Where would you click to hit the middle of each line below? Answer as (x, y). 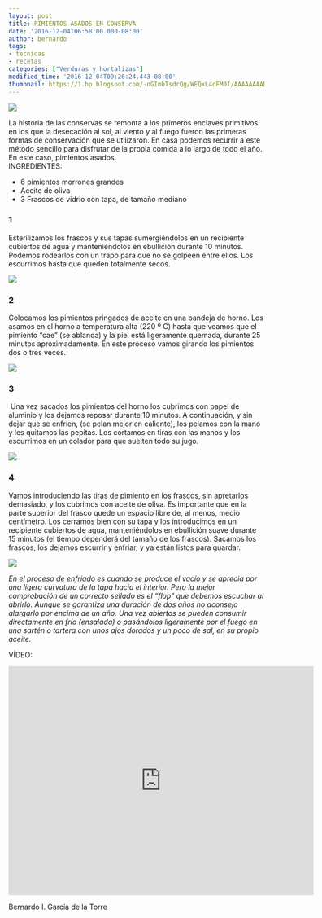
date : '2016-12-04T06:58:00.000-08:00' (76, 31)
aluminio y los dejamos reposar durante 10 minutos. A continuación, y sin (131, 415)
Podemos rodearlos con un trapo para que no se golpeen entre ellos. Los (131, 255)
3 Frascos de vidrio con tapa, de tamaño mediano (103, 199)
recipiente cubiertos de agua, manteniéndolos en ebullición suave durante (133, 529)
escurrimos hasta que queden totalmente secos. (89, 264)
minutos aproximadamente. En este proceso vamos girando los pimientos (131, 344)
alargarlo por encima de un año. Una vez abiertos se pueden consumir (128, 613)
